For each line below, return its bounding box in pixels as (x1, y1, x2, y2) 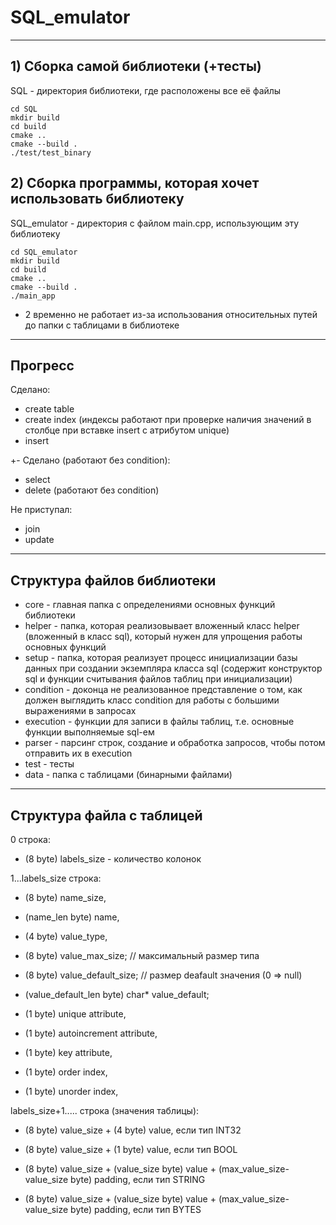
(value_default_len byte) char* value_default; (24, 989, 210, 1000)
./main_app (10, 291, 56, 301)
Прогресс (10, 357, 75, 374)
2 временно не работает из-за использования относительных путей (24, 308, 318, 320)
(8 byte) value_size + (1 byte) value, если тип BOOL (24, 1144, 238, 1155)
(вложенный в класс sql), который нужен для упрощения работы (24, 631, 303, 643)
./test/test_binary (10, 147, 92, 158)
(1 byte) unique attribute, (24, 1008, 127, 1020)
